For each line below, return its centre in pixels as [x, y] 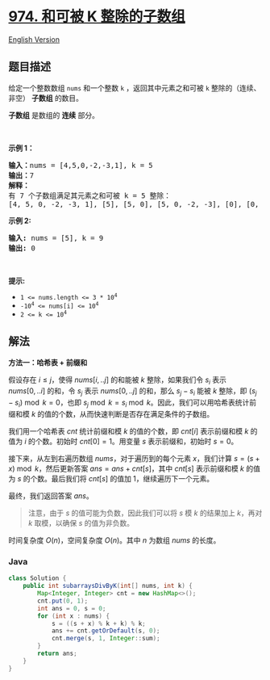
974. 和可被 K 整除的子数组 [97, 17]
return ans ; [58, 653]
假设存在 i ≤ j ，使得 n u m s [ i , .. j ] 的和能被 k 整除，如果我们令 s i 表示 [118, 380]
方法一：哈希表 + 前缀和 [48, 362]
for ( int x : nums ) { [74, 616]
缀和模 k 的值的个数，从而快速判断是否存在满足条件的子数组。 [111, 413]
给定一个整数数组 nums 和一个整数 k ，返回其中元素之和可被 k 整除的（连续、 [135, 88]
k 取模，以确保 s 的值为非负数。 [81, 523]
